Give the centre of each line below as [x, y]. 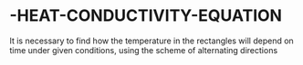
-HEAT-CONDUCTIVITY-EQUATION [146, 16]
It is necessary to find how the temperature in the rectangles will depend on [151, 41]
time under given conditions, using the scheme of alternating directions [144, 50]
